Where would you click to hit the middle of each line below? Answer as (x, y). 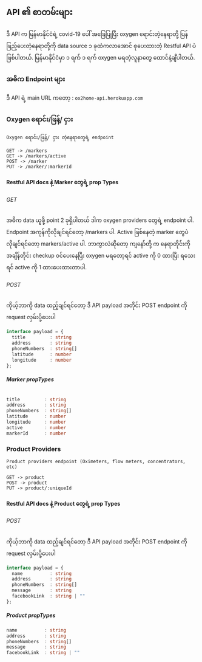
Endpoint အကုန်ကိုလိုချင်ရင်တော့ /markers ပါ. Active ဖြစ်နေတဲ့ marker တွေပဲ (98, 232)
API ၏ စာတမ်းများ (39, 12)
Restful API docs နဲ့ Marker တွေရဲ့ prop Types (62, 182)
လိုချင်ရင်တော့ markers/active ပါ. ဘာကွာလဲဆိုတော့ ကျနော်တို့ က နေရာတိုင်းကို (99, 244)
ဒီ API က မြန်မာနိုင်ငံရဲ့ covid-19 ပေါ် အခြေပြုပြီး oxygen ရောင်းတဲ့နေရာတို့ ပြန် (97, 34)
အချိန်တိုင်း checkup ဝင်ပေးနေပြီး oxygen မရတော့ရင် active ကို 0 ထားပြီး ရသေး (101, 256)
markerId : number (36, 433)
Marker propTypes (30, 379)
